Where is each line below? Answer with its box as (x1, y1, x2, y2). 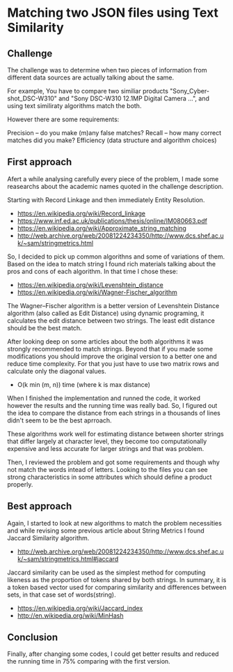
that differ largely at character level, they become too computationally (7, 437, 207, 445)
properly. (7, 480, 33, 489)
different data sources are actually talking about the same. (7, 73, 175, 82)
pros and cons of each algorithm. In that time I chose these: (7, 267, 178, 275)
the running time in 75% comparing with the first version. (7, 657, 170, 666)
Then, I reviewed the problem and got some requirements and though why (7, 458, 220, 466)
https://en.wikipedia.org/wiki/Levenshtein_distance (17, 280, 163, 289)
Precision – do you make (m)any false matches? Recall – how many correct (7, 129, 222, 137)
